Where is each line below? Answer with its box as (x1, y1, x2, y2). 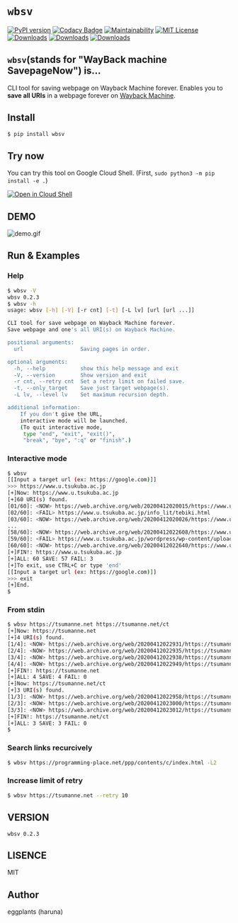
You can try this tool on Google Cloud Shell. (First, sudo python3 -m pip (7, 168, 215, 178)
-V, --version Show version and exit (13, 372, 147, 379)
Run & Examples (7, 250, 80, 262)
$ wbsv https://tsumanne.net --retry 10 (7, 791, 129, 799)
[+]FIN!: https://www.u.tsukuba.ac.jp (7, 549, 122, 556)
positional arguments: (7, 339, 74, 346)
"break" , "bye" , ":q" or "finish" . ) (23, 437, 132, 444)
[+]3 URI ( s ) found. (7, 687, 65, 694)
